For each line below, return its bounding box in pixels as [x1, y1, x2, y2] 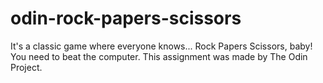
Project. [10, 61, 43, 73]
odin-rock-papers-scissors [10, 7, 242, 30]
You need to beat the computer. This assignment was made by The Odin [10, 50, 308, 62]
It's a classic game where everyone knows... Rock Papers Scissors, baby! [10, 40, 313, 52]
